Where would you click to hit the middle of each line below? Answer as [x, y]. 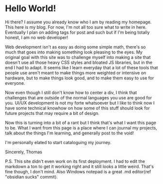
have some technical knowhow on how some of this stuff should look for [78, 108]
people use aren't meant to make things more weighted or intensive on [76, 73]
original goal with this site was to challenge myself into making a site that [78, 57]
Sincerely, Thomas [24, 152]
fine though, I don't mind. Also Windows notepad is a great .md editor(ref [78, 171]
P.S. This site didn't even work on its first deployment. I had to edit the [75, 161]
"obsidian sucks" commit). [32, 177]
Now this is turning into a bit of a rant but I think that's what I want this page [81, 123]
